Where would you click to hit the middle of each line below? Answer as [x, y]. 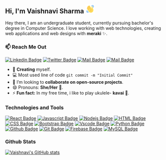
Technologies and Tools [34, 107]
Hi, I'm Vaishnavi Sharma [45, 11]
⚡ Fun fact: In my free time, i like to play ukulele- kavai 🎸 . [71, 93]
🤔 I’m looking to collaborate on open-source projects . [68, 82]
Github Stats [21, 142]
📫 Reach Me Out [26, 47]
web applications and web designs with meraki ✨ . [56, 34]
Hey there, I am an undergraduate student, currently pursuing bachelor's [79, 23]
